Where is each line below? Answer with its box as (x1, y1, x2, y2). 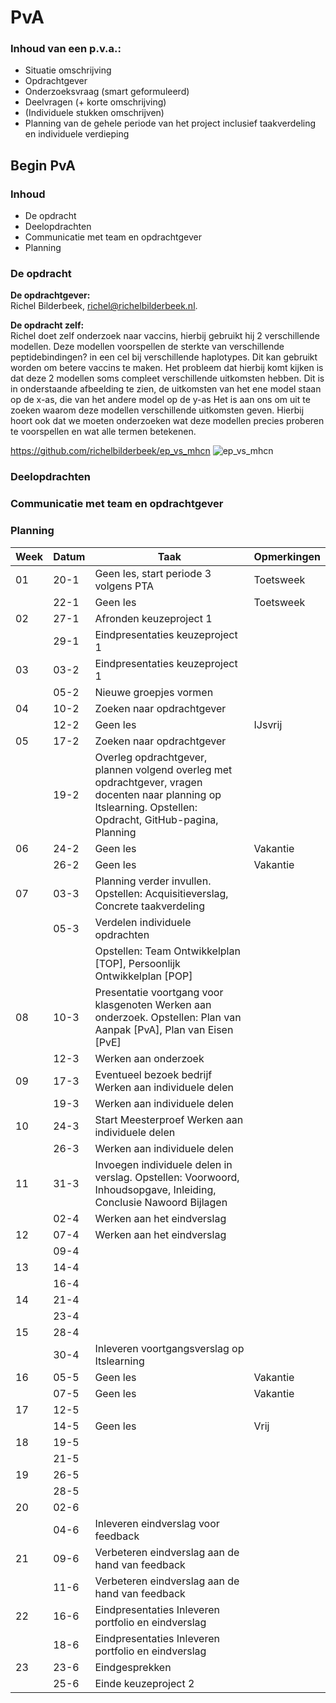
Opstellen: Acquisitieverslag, (94, 886, 229, 900)
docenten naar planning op (94, 787, 222, 801)
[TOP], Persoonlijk (94, 956, 181, 970)
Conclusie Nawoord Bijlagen (94, 1195, 228, 1209)
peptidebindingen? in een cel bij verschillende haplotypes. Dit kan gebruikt (10, 351, 318, 363)
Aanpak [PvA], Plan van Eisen (94, 1022, 234, 1036)
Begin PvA (10, 157, 76, 174)
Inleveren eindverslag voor (94, 1516, 220, 1530)
